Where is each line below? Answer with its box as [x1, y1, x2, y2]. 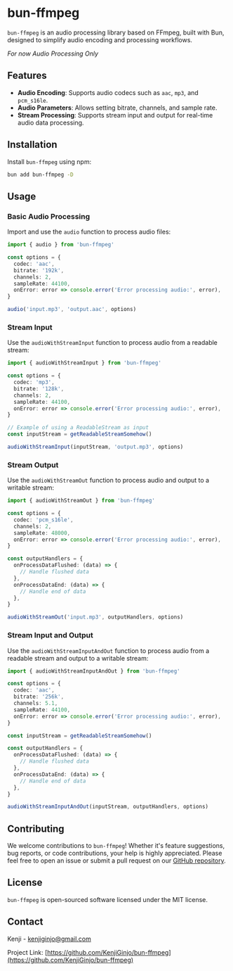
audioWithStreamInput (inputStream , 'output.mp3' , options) [7, 443, 184, 451]
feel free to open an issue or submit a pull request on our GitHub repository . [7, 856, 226, 865]
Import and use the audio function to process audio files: [7, 227, 171, 236]
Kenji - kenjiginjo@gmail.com [7, 934, 91, 943]
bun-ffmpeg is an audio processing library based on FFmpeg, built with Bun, [7, 28, 225, 37]
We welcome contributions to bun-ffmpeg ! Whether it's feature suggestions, [7, 842, 225, 850]
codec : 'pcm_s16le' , [13, 516, 74, 523]
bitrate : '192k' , [13, 267, 65, 274]
